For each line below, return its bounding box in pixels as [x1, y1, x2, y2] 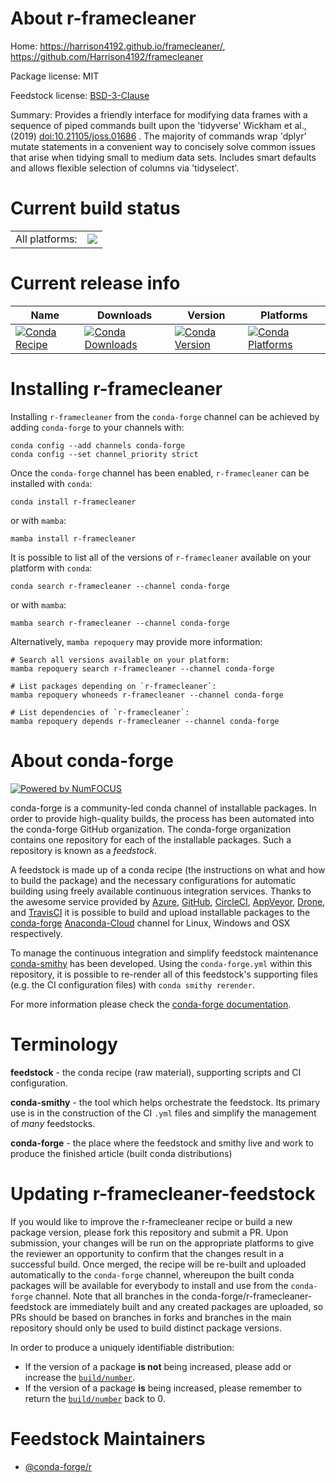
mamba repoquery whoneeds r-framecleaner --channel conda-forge [10, 690, 284, 700]
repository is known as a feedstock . [10, 844, 158, 856]
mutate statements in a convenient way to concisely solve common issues [10, 140, 316, 152]
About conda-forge [10, 749, 174, 772]
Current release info [10, 272, 181, 295]
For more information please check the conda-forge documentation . [10, 998, 292, 1010]
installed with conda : [10, 477, 93, 489]
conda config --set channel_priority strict [10, 449, 199, 459]
